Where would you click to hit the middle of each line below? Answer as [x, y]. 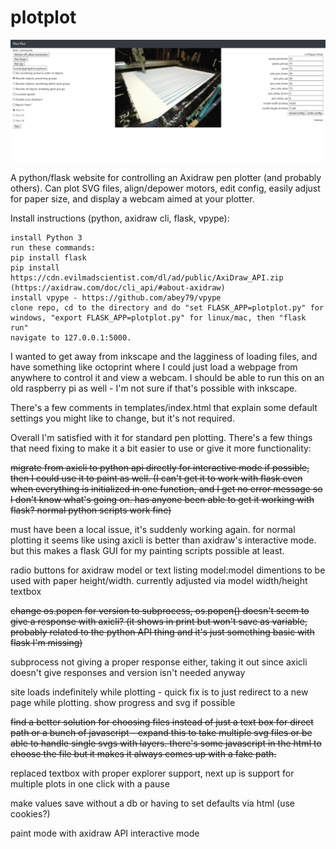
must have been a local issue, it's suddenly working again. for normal [153, 529]
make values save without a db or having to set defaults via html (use [153, 803]
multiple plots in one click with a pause [90, 783]
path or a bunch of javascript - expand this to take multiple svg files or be [161, 732]
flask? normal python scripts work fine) [91, 510]
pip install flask [48, 257]
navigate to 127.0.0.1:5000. [71, 337]
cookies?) [30, 813]
